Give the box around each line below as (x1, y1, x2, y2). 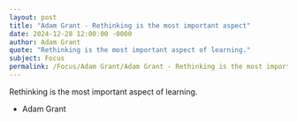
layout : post (9, 12, 57, 22)
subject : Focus (9, 54, 65, 63)
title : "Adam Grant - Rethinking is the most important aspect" (9, 21, 251, 30)
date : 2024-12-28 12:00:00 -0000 (9, 29, 133, 38)
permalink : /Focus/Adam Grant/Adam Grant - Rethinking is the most (9, 63, 263, 72)
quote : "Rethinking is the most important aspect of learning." (9, 46, 251, 55)
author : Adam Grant (9, 37, 81, 47)
